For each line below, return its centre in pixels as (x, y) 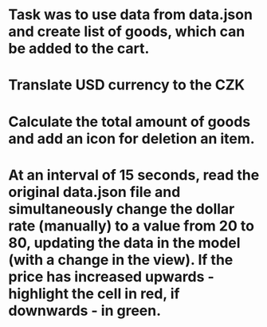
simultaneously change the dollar (122, 209)
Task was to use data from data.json (131, 15)
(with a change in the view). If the (121, 260)
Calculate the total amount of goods (130, 122)
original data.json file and (94, 192)
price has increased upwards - (112, 276)
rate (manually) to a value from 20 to (132, 226)
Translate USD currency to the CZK (127, 85)
